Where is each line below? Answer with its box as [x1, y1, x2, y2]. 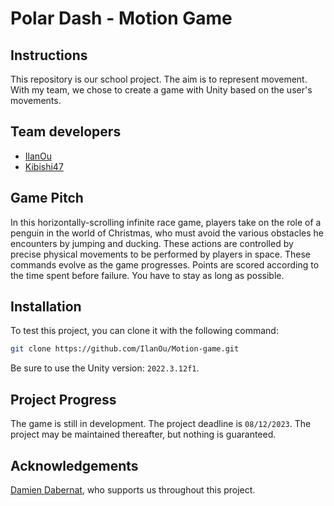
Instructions [10, 47, 88, 64]
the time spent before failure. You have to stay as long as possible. [10, 269, 285, 281]
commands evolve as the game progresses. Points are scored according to [10, 258, 320, 271]
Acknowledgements [10, 457, 139, 474]
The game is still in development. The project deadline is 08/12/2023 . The [10, 418, 312, 430]
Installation [10, 298, 82, 316]
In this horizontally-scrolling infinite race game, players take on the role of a [10, 216, 322, 228]
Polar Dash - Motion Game [10, 7, 233, 30]
